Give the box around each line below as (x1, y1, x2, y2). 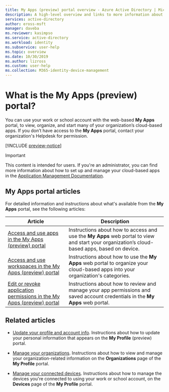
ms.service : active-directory (5, 36, 69, 41)
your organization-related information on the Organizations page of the (12, 355, 161, 361)
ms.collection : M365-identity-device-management (5, 68, 109, 73)
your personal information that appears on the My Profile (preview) (12, 335, 152, 341)
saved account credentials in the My (68, 293, 155, 300)
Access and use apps (8, 229, 59, 236)
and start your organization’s (68, 239, 136, 246)
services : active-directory (5, 17, 64, 22)
